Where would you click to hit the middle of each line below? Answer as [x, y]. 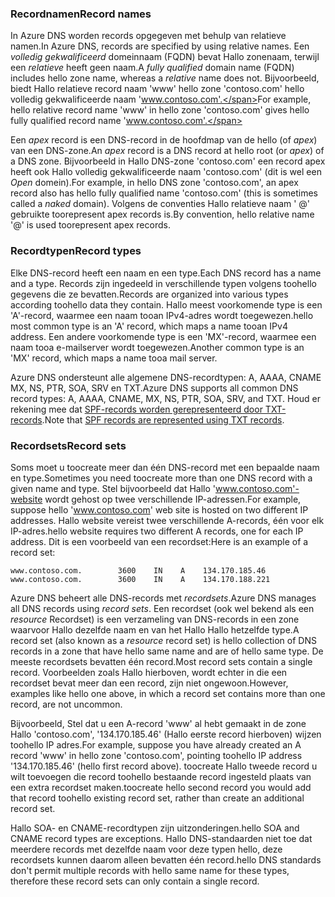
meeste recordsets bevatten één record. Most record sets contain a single [161, 661]
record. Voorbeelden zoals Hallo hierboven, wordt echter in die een [149, 672]
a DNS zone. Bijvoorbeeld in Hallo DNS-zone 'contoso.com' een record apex [168, 161]
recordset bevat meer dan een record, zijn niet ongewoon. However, [149, 683]
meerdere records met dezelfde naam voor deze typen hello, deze [146, 849]
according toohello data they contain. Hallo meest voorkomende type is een [166, 304]
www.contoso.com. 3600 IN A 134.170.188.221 [140, 579]
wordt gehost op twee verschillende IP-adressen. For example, [173, 499]
